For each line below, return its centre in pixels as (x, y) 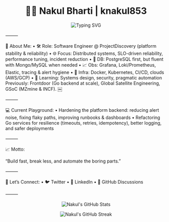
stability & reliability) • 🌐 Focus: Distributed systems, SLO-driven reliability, (84, 53)
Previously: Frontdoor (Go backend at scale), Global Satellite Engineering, (83, 83)
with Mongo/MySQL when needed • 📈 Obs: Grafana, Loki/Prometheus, (81, 65)
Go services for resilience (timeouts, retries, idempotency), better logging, (83, 123)
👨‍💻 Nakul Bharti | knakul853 (86, 11)
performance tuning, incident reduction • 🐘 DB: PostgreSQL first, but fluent (84, 59)
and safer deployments (30, 128)
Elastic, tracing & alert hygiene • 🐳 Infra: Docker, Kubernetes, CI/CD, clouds (85, 72)
